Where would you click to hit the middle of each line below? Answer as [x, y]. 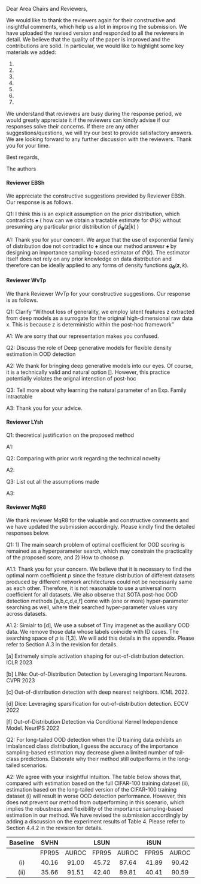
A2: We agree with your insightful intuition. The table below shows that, [94, 777]
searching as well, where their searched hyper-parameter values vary [92, 607]
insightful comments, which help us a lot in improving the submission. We [97, 27]
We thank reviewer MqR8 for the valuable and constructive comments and [98, 520]
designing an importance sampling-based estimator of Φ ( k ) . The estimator [98, 252]
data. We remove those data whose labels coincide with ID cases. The [93, 632]
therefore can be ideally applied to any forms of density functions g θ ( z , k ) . [98, 266]
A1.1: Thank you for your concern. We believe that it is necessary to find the [99, 569]
